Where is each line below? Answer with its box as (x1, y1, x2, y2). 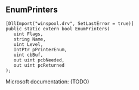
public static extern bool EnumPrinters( (5, 26, 110, 32)
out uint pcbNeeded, (13, 57, 65, 63)
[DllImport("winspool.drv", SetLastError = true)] (5, 20, 134, 26)
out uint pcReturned (13, 62, 65, 68)
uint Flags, (13, 31, 44, 37)
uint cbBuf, (13, 52, 44, 58)
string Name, (13, 36, 46, 42)
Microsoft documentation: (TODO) (5, 77, 89, 85)
